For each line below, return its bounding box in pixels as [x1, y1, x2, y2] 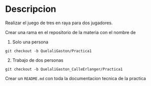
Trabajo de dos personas [12, 57, 63, 63]
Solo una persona [12, 39, 49, 45]
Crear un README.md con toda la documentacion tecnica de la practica [5, 75, 146, 81]
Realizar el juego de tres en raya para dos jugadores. [5, 20, 113, 26]
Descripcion [5, 3, 56, 15]
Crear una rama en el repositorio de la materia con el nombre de [5, 29, 136, 35]
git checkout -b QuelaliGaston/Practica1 [5, 48, 92, 53]
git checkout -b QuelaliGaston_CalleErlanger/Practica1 [5, 67, 123, 72]
